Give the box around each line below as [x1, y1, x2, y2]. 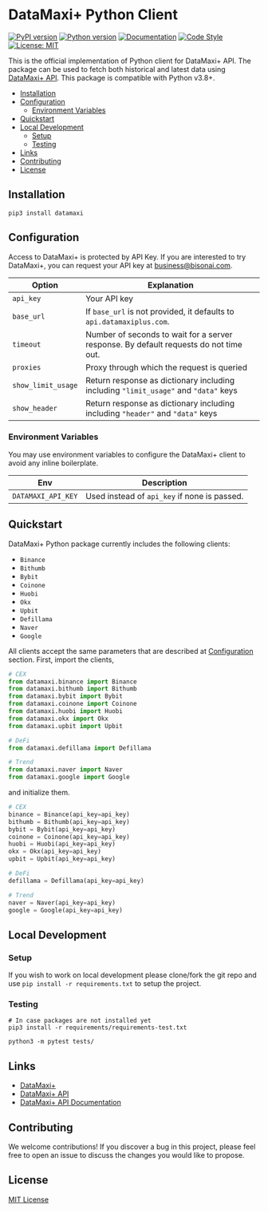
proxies [12, 362, 41, 372]
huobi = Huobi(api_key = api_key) [8, 840, 116, 848]
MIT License [8, 1194, 49, 1204]
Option [31, 279, 58, 291]
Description [142, 477, 187, 488]
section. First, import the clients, [8, 655, 114, 664]
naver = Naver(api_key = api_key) [8, 898, 116, 907]
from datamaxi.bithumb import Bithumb [8, 685, 137, 693]
